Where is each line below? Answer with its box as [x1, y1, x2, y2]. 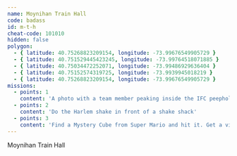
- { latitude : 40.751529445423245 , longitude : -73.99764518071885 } [13, 56, 219, 63]
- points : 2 [13, 102, 49, 109]
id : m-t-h [7, 23, 37, 30]
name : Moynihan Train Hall [7, 10, 87, 18]
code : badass [7, 17, 46, 24]
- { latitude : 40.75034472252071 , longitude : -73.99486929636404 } [13, 63, 217, 70]
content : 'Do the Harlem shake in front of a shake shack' [20, 108, 197, 115]
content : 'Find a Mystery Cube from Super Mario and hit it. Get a [20, 121, 222, 129]
